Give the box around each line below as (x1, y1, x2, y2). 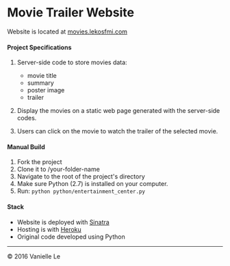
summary (27, 79, 55, 87)
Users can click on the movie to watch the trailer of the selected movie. (16, 127, 218, 135)
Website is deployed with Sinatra (16, 217, 110, 226)
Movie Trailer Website (7, 5, 135, 21)
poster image (27, 86, 65, 94)
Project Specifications (7, 43, 72, 51)
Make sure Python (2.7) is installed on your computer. (16, 180, 168, 188)
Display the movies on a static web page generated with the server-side (16, 107, 220, 115)
